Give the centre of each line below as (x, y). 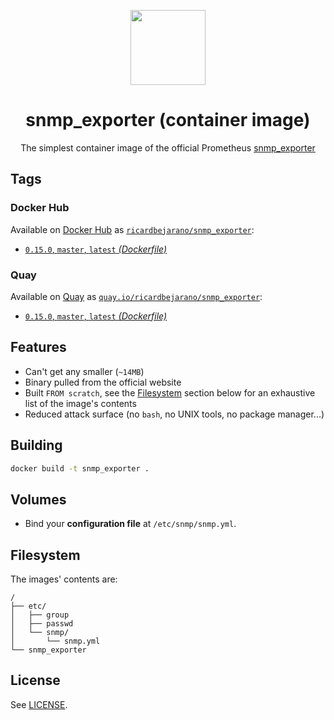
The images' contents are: (64, 579)
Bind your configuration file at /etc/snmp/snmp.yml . (130, 524)
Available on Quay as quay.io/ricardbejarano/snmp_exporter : (136, 296)
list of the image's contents (80, 403)
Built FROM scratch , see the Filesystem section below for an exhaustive (170, 392)
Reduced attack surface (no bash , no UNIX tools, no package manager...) (174, 414)
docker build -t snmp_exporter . (80, 468)
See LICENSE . (39, 704)
